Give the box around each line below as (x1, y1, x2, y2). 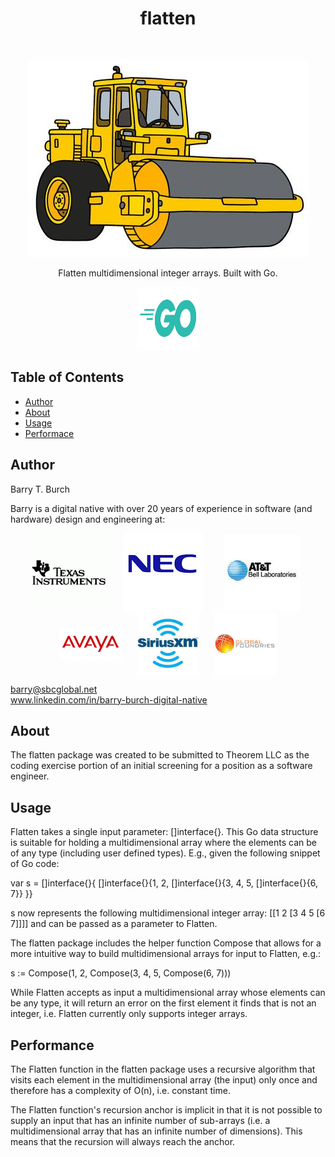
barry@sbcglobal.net (10, 683, 98, 695)
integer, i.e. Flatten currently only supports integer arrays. (10, 1008, 248, 1020)
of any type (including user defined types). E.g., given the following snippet (10, 847, 321, 859)
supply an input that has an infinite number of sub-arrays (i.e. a (10, 1115, 271, 1126)
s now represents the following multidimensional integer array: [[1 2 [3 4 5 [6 (10, 907, 326, 919)
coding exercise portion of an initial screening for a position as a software (10, 760, 313, 772)
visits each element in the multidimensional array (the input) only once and (10, 1074, 318, 1086)
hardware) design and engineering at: (10, 513, 166, 525)
